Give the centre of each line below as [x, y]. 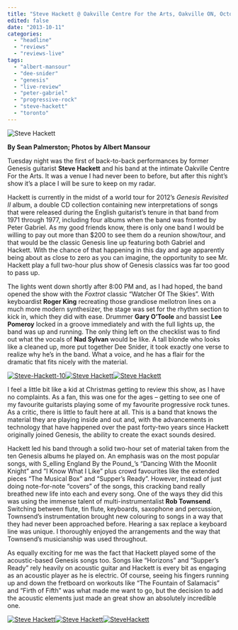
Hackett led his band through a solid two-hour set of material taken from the [118, 448]
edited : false [28, 21]
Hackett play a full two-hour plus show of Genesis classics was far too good [119, 265]
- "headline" [33, 40]
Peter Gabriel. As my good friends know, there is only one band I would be [116, 227]
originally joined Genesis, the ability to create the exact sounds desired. [112, 435]
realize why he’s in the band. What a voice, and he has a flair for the [106, 354]
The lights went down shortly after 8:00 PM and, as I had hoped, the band [115, 286]
